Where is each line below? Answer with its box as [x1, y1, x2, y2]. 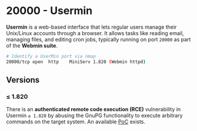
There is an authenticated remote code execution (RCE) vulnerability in [6, 106, 181, 113]
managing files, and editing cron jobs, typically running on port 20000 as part [6, 36, 191, 43]
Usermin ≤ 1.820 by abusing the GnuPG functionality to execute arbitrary [6, 112, 183, 119]
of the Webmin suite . [6, 42, 58, 49]
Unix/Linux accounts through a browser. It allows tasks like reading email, [6, 29, 184, 36]
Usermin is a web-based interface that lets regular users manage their [6, 23, 177, 30]
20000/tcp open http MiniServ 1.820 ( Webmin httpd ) [6, 58, 146, 65]
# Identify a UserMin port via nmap [6, 53, 96, 59]
